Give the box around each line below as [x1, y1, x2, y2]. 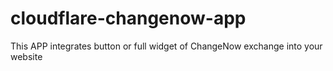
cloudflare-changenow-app [10, 7, 247, 30]
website [10, 50, 43, 62]
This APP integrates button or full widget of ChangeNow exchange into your [10, 40, 323, 52]
